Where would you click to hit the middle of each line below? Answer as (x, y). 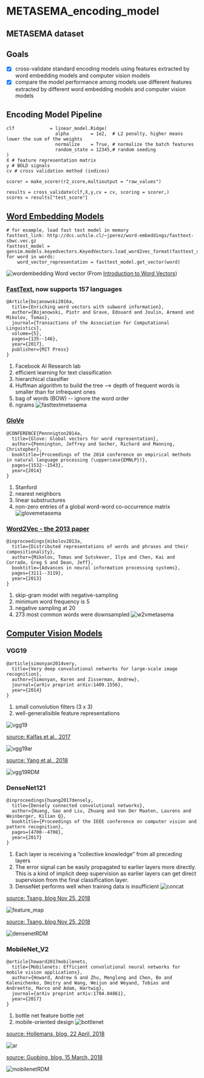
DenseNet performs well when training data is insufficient (87, 887)
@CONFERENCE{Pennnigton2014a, (45, 433)
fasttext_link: (25, 236)
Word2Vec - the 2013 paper (48, 529)
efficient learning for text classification (63, 372)
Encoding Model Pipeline (54, 115)
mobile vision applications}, (45, 973)
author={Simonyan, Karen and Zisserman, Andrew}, (76, 679)
